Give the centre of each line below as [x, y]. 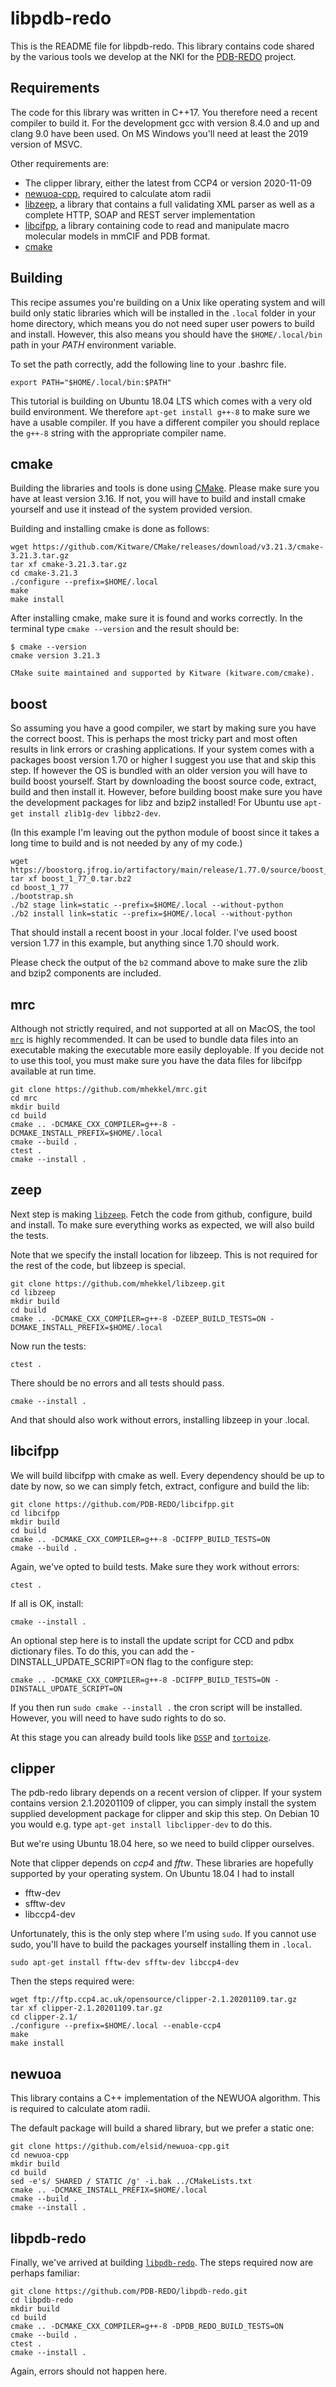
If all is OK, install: [47, 1603]
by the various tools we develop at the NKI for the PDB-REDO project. [153, 56]
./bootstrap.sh [42, 897]
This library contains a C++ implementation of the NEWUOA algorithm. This [165, 2098]
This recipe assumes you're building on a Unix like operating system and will [168, 302]
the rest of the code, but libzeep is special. [98, 1265]
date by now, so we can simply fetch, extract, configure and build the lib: [160, 1486]
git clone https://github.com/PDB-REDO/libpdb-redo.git [129, 2292]
